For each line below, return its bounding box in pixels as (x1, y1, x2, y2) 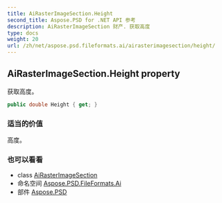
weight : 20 (7, 36, 39, 43)
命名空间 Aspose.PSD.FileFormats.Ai (17, 179, 121, 188)
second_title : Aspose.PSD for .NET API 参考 (7, 17, 136, 24)
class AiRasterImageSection (17, 171, 98, 179)
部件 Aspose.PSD (17, 188, 67, 196)
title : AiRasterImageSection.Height (7, 10, 113, 17)
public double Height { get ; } (7, 101, 98, 108)
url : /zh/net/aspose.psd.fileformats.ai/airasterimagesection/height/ (7, 42, 216, 49)
